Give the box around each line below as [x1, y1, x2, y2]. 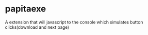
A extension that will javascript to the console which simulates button [5, 19, 143, 25]
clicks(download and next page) [5, 24, 69, 30]
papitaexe [5, 3, 46, 14]
